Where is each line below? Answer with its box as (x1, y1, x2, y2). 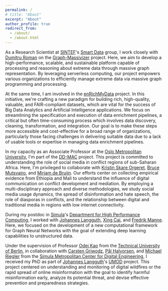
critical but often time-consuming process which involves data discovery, (5, 117, 157, 123)
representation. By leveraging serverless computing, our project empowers (5, 70, 160, 76)
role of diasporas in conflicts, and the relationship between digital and (5, 196, 149, 202)
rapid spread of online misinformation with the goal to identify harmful (5, 269, 150, 275)
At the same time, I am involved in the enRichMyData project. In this (5, 91, 145, 97)
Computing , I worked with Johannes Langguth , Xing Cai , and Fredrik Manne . (5, 217, 163, 223)
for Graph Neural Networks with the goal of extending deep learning (5, 227, 146, 233)
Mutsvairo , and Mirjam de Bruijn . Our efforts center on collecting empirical (5, 170, 159, 176)
